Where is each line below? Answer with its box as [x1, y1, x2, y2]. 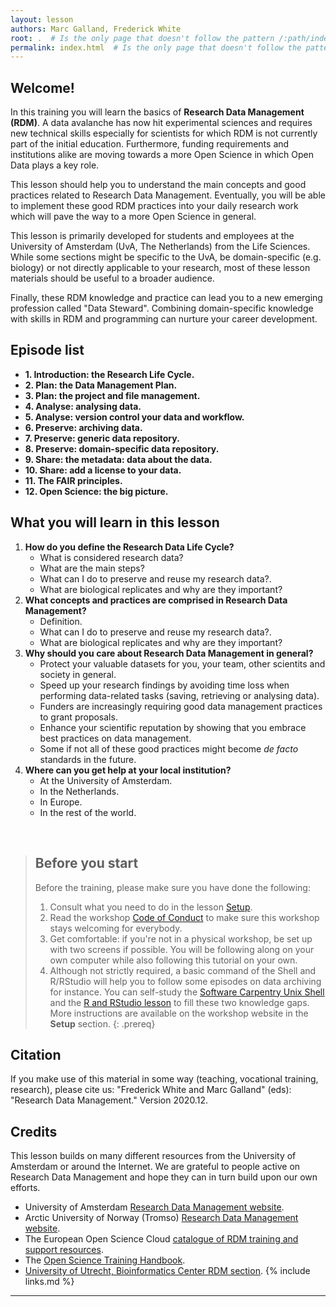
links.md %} [24, 1276, 75, 1288]
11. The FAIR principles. [24, 474, 123, 486]
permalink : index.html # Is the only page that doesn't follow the [10, 42, 302, 53]
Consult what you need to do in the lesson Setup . [49, 901, 253, 913]
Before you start [34, 855, 139, 872]
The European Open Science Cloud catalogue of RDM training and [24, 1233, 299, 1245]
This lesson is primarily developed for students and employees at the [10, 230, 295, 242]
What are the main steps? [39, 562, 145, 574]
